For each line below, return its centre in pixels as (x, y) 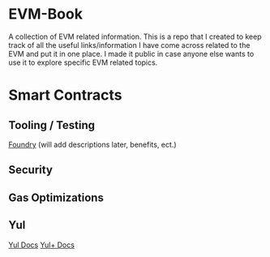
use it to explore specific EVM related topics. (83, 62)
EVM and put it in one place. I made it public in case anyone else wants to (131, 54)
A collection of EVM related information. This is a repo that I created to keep (135, 36)
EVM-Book (46, 14)
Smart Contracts (66, 95)
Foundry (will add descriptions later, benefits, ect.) (92, 144)
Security (30, 170)
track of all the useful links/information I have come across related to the (129, 45)
